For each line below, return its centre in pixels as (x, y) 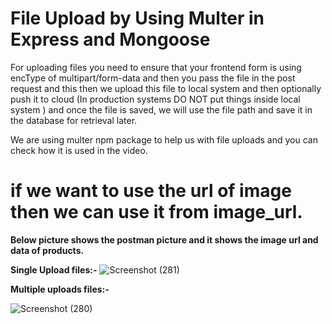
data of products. (47, 250)
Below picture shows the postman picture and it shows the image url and (164, 239)
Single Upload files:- (54, 269)
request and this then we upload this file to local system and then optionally (166, 88)
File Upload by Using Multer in (137, 18)
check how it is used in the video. (79, 150)
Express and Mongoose (110, 39)
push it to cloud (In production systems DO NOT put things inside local (155, 99)
